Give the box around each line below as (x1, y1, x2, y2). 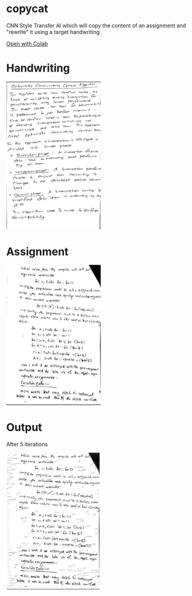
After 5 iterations (6, 440, 48, 448)
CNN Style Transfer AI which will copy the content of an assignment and (6, 22, 186, 29)
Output (6, 420, 42, 434)
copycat (6, 2, 48, 16)
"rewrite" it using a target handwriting (6, 28, 100, 35)
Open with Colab (6, 40, 48, 47)
